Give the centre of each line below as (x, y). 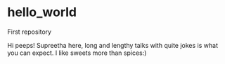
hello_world (42, 12)
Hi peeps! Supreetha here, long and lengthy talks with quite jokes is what (112, 45)
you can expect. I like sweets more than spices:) (77, 53)
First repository (29, 32)
